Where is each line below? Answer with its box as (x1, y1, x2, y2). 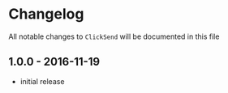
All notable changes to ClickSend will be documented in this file (8, 32, 220, 41)
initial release (19, 76, 65, 86)
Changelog (8, 5, 84, 23)
